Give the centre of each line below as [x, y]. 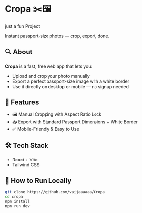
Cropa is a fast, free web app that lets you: [49, 66]
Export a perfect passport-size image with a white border [71, 81]
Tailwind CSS [26, 165]
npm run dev [17, 206]
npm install [17, 201]
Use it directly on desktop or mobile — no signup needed [70, 86]
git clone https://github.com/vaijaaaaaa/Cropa [55, 192]
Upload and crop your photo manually [51, 76]
